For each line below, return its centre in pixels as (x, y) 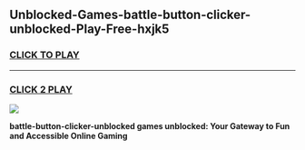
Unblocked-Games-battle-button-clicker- (130, 15)
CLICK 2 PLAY (41, 89)
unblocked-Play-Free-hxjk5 (89, 30)
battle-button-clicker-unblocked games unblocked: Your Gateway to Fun (150, 125)
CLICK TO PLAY (44, 55)
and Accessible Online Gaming (69, 135)
